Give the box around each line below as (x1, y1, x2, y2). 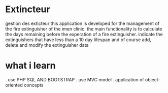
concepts (23, 82, 44, 88)
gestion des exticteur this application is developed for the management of (5, 20, 160, 26)
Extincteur (5, 4, 50, 15)
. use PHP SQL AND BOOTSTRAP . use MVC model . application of (5, 76, 144, 82)
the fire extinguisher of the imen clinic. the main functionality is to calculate (5, 25, 162, 32)
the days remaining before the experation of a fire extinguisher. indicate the (5, 31, 163, 37)
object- (145, 76, 161, 82)
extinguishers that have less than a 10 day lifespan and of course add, (5, 37, 151, 43)
